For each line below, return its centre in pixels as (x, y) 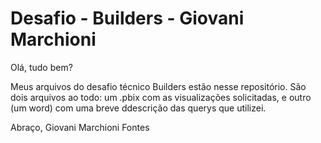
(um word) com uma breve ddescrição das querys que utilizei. (138, 108)
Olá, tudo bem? (41, 67)
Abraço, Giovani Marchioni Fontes (80, 127)
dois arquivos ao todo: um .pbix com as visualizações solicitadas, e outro (161, 97)
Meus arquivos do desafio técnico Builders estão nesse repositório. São (158, 86)
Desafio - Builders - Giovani (127, 18)
